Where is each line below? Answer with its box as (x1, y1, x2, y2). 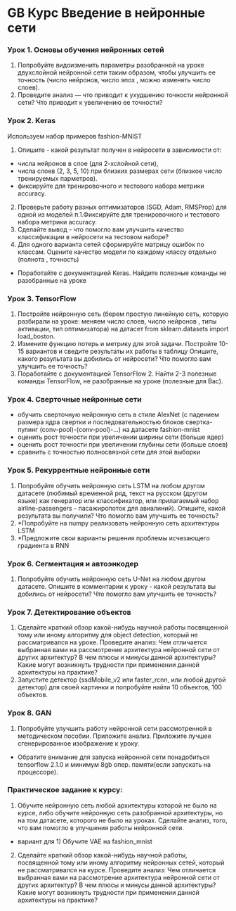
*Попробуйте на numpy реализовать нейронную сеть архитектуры (17, 518, 220, 527)
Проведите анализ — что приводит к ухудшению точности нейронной (17, 91, 228, 99)
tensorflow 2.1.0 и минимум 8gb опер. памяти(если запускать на (17, 760, 211, 768)
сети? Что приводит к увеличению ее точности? (17, 98, 163, 107)
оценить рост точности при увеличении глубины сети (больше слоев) (17, 440, 228, 449)
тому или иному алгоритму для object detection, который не (17, 631, 199, 639)
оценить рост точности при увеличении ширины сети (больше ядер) (17, 433, 224, 441)
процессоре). (17, 767, 58, 776)
